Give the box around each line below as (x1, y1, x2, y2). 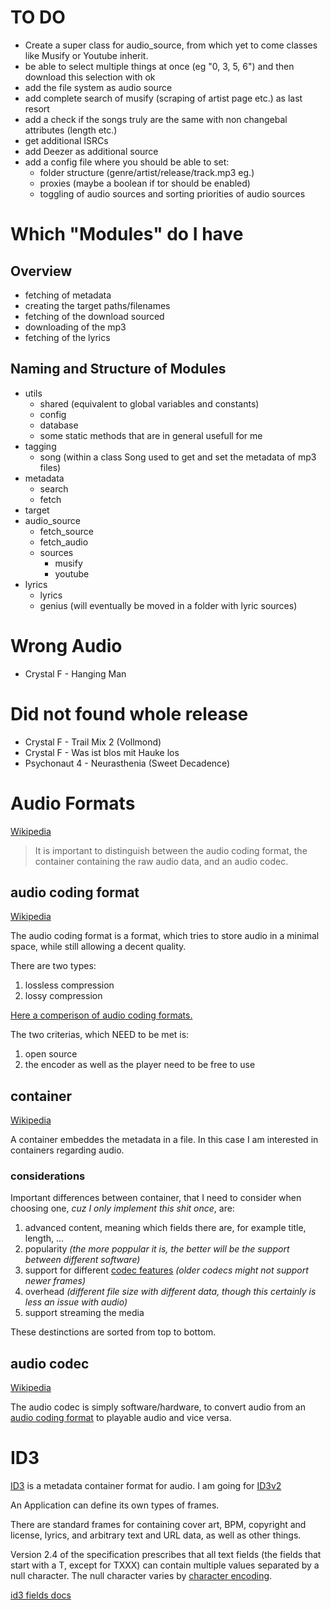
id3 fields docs (10, 1589, 72, 1601)
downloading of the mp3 (24, 321, 127, 333)
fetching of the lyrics (24, 331, 111, 343)
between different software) (24, 1254, 141, 1266)
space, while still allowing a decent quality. (10, 941, 187, 953)
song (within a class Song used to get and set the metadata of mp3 (39, 451, 317, 463)
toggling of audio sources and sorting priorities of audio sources (39, 187, 306, 200)
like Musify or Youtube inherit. (24, 49, 149, 61)
